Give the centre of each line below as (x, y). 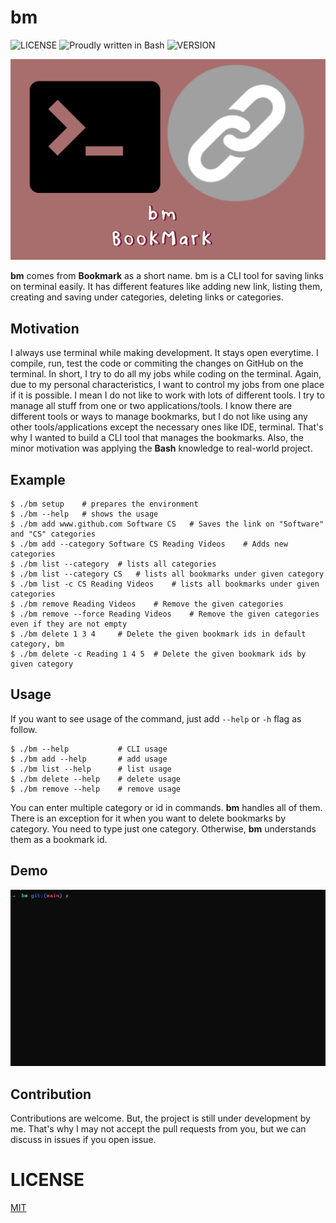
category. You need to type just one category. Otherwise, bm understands (163, 828)
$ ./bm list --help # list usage (91, 769)
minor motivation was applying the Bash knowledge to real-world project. (161, 448)
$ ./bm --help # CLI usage (89, 749)
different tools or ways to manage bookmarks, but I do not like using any (159, 417)
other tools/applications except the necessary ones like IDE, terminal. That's (167, 427)
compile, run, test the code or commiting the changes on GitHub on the (157, 363)
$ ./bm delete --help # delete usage (96, 779)
